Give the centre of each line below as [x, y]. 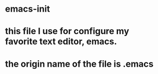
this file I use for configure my [67, 31]
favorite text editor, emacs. [61, 42]
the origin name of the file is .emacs [79, 64]
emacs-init [28, 9]
